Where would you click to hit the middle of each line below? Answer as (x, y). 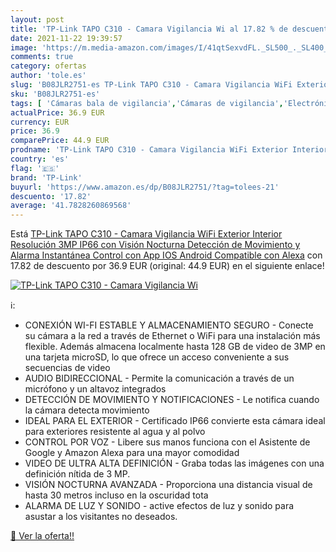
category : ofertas (48, 66)
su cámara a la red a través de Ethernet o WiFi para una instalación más (172, 336)
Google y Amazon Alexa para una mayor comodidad (132, 453)
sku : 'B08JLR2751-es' (55, 94)
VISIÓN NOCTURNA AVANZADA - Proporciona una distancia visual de (168, 485)
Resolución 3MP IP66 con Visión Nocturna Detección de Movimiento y (155, 245)
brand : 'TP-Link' (46, 177)
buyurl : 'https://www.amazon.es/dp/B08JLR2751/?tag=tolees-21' (145, 187)
